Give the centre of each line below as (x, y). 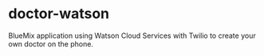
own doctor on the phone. (51, 43)
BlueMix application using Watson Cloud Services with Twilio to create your (132, 35)
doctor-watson (59, 14)
